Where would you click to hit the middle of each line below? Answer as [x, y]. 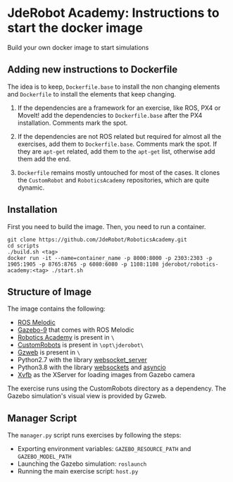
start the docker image [75, 28]
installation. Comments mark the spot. [73, 123]
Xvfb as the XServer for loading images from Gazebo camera [106, 375]
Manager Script [42, 418]
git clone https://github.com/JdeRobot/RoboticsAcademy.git [97, 240]
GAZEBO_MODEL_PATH [44, 457]
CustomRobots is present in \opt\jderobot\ [81, 345]
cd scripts [23, 246]
